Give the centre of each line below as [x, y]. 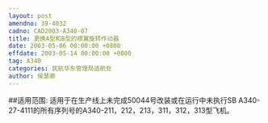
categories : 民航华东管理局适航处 [60, 69]
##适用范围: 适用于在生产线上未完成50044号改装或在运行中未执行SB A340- [134, 100]
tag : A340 [25, 61]
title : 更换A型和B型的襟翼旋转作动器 [64, 38]
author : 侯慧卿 [32, 76]
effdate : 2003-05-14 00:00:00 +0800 [70, 53]
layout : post [30, 16]
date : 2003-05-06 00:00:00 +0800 [65, 46]
